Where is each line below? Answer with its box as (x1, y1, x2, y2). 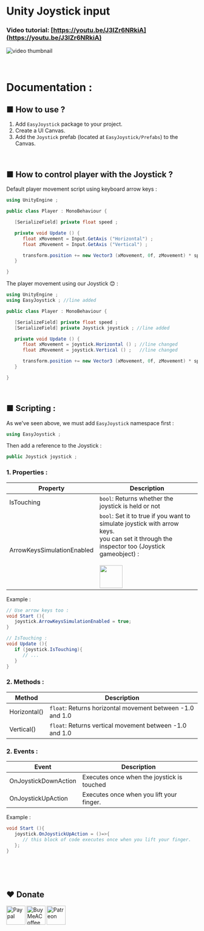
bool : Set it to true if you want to (99, 511, 191, 520)
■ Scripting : (6, 403, 56, 414)
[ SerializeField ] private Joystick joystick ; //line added (14, 325, 170, 331)
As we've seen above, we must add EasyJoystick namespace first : (6, 419, 174, 426)
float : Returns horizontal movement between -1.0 (49, 703, 194, 712)
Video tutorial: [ (6, 26, 53, 35)
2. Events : (6, 747, 38, 755)
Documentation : (6, 80, 93, 94)
